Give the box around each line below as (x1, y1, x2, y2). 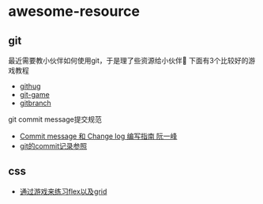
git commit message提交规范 (8, 115, 103, 124)
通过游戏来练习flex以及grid (19, 187, 107, 196)
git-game (19, 90, 50, 99)
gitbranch (19, 98, 51, 108)
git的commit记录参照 (19, 142, 88, 150)
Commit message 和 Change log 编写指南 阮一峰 (19, 131, 178, 141)
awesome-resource (8, 2, 141, 21)
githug (19, 81, 41, 91)
